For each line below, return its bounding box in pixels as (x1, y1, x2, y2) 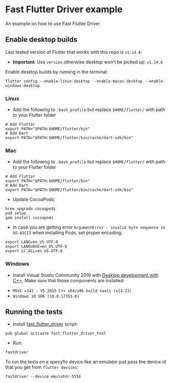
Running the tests (5, 308, 63, 317)
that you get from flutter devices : (5, 364, 79, 370)
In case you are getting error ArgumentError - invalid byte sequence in (12, 224, 166, 231)
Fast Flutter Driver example (5, 4, 123, 15)
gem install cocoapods (5, 215, 54, 220)
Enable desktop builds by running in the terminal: (5, 69, 108, 75)
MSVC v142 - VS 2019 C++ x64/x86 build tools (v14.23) (12, 288, 132, 294)
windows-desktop (5, 83, 40, 88)
